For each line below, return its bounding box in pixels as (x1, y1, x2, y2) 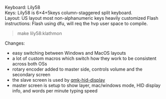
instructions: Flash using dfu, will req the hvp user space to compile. (5, 20, 148, 26)
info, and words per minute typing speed (12, 88, 98, 93)
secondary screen (12, 72, 50, 78)
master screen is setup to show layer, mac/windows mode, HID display (12, 82, 161, 88)
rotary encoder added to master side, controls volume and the (12, 66, 143, 72)
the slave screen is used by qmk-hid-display (12, 77, 105, 83)
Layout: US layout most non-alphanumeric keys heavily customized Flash (5, 15, 158, 21)
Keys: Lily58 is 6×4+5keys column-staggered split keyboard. (5, 10, 133, 16)
